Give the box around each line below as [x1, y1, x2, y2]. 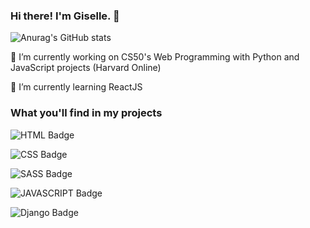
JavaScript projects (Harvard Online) [10, 62, 162, 74]
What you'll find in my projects [10, 106, 163, 120]
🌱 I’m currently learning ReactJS [10, 81, 143, 93]
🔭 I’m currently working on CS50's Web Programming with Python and [10, 51, 300, 63]
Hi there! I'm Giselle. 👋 [10, 9, 120, 23]
